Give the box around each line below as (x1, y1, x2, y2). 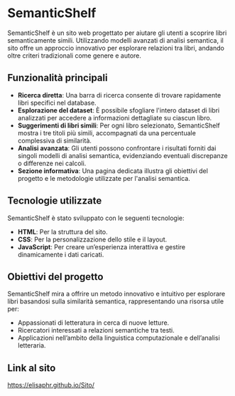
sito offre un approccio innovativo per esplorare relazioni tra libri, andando (7, 43, 225, 52)
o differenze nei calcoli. (17, 159, 87, 167)
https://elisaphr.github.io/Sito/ (7, 381, 94, 390)
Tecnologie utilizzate (7, 194, 102, 207)
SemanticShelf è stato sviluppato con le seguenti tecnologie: (7, 214, 185, 222)
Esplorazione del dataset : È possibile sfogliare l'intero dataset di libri (17, 105, 220, 115)
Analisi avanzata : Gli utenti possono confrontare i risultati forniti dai (17, 144, 217, 152)
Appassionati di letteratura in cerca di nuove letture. (17, 318, 170, 327)
